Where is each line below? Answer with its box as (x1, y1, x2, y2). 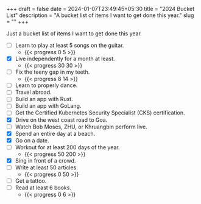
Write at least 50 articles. (15, 164, 78, 171)
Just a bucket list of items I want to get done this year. (6, 30, 142, 37)
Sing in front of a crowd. (15, 157, 76, 164)
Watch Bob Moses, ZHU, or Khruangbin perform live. (15, 123, 147, 130)
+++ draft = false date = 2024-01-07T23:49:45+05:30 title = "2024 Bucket (6, 5, 195, 12)
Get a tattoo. (15, 177, 47, 185)
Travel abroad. (15, 88, 52, 96)
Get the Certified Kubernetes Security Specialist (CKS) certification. (15, 109, 185, 116)
